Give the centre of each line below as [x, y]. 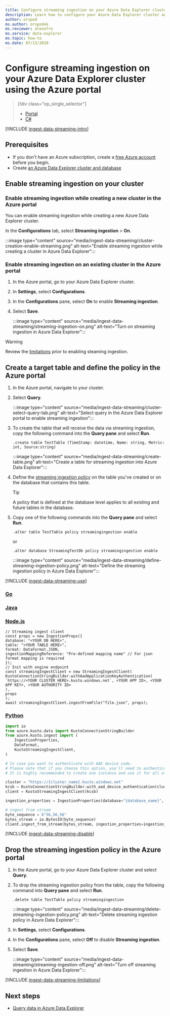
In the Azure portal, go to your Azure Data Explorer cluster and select [84, 870]
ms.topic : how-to [24, 39]
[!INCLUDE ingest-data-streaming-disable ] [50, 834]
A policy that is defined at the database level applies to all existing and [86, 502]
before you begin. [31, 162]
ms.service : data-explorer [34, 33]
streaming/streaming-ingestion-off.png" [54, 965]
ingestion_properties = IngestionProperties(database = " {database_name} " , [85, 801]
